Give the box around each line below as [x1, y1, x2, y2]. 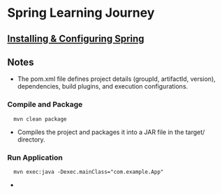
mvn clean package [13, 115, 68, 123]
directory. [17, 135, 45, 144]
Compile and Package [7, 100, 83, 110]
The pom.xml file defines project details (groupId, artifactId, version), [17, 75, 216, 83]
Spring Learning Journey [7, 5, 155, 21]
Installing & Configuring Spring [7, 33, 145, 45]
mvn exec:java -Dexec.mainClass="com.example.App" [13, 168, 164, 175]
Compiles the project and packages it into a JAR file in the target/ [17, 128, 205, 136]
